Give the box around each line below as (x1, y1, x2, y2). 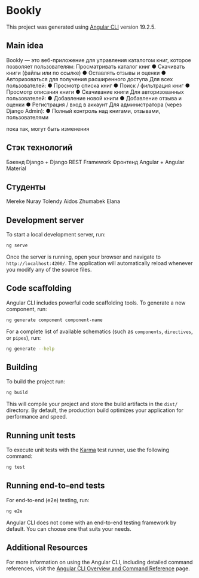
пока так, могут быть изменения (6, 125, 90, 132)
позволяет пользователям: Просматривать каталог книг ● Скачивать (6, 63, 185, 70)
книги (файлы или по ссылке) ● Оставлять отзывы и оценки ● (6, 69, 166, 76)
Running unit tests (6, 431, 76, 441)
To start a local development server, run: (6, 231, 106, 238)
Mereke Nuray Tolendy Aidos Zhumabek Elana (6, 198, 121, 205)
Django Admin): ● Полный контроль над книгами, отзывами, (6, 107, 161, 114)
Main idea (6, 41, 44, 51)
